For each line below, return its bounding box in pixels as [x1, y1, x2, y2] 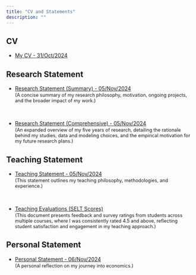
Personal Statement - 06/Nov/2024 [14, 255, 102, 263]
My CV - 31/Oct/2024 [14, 52, 68, 59]
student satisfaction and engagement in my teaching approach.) [14, 223, 156, 229]
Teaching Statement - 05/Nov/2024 [14, 170, 102, 177]
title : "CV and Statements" [6, 8, 76, 15]
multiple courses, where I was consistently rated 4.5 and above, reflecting [14, 217, 178, 224]
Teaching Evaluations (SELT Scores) [14, 205, 104, 212]
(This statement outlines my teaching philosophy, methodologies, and [14, 177, 168, 184]
